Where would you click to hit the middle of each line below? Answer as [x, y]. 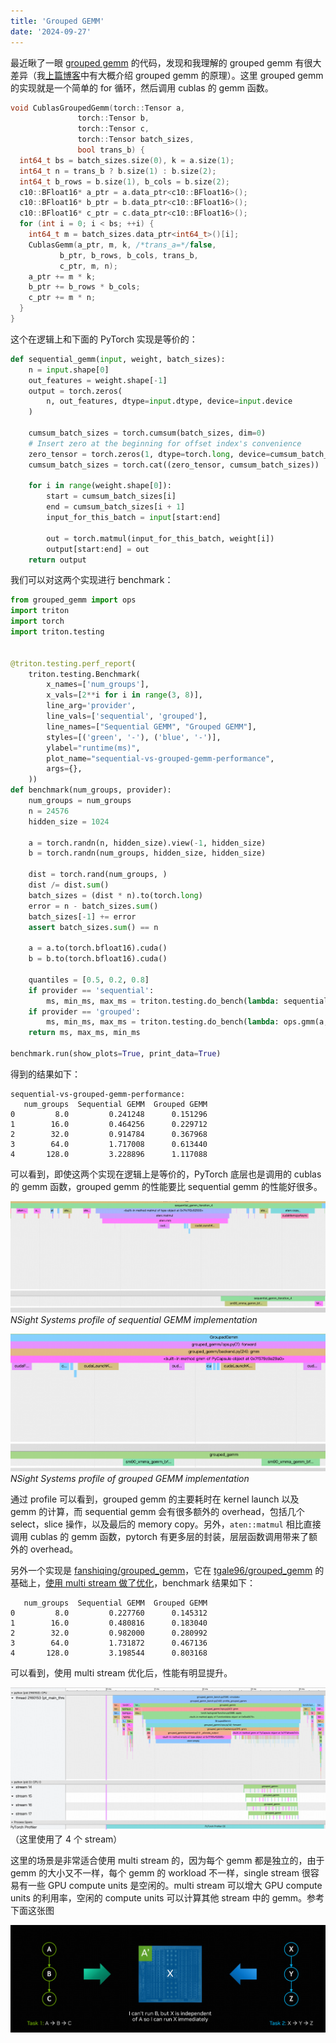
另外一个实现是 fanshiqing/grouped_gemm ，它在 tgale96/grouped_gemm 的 [167, 1571]
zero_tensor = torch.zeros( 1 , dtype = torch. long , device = [149, 454]
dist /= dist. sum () [69, 885]
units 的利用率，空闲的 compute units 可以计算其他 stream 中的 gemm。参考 [167, 1898]
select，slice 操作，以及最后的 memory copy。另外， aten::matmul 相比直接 [166, 1524]
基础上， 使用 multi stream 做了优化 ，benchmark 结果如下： [133, 1583]
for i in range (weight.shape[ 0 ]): [100, 486]
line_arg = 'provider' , [91, 706]
